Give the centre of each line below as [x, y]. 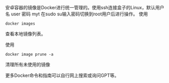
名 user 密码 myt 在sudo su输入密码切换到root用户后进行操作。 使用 [77, 14]
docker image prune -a [29, 54]
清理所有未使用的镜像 [28, 65]
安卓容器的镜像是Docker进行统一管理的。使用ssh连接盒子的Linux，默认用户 [85, 7]
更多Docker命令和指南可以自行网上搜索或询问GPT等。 [62, 75]
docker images [20, 24]
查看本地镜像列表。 [26, 34]
